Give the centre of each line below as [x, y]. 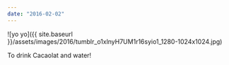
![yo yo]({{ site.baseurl [40, 34]
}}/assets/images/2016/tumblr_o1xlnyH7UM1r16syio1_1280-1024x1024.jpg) [115, 41]
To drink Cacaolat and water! [49, 55]
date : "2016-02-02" [36, 14]
